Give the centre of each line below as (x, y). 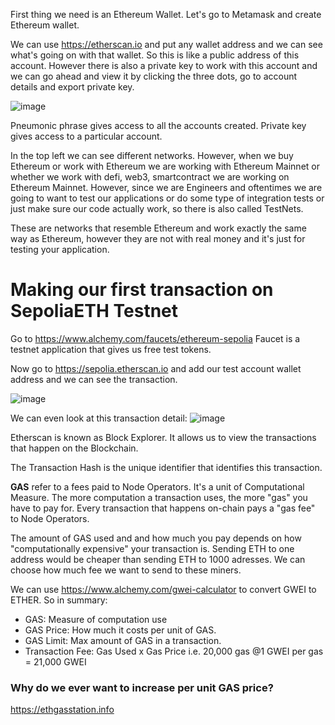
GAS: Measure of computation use (96, 619)
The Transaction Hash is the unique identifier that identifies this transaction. (166, 467)
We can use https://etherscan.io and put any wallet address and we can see (166, 44)
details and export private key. (72, 87)
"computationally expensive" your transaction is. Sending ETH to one (152, 548)
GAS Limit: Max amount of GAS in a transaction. (123, 640)
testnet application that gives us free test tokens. (111, 349)
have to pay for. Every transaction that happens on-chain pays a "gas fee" (163, 508)
